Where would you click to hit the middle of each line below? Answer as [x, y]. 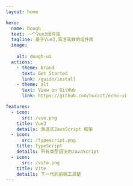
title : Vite [31, 168]
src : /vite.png [41, 163]
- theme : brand [36, 68]
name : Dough [26, 28]
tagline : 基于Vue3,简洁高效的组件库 [52, 40]
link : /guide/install [49, 79]
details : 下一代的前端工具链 [49, 174]
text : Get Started [45, 73]
